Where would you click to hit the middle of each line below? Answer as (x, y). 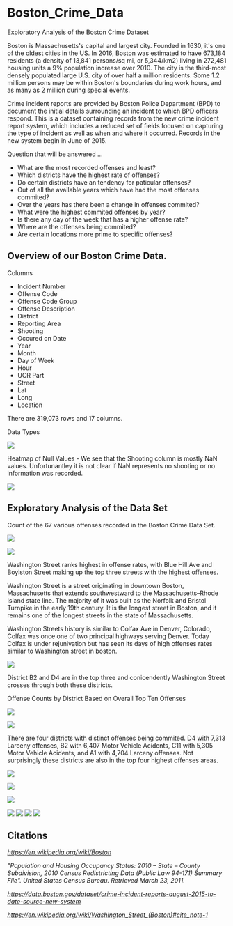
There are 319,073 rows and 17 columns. (65, 418)
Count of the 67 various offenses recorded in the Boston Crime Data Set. (111, 525)
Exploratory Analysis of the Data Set (88, 508)
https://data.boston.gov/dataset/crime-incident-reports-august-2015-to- (112, 894)
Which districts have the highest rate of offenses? (88, 175)
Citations (27, 835)
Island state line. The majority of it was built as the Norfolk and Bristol (107, 600)
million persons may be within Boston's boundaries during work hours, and (114, 82)
